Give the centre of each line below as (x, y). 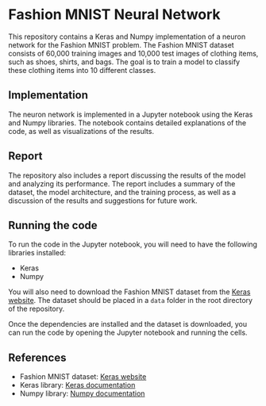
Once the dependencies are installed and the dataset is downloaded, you (128, 324)
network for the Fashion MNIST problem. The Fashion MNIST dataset (121, 44)
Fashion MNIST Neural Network (114, 15)
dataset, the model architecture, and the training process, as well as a (122, 192)
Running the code (53, 225)
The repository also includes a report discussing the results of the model (127, 175)
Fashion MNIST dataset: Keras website (83, 377)
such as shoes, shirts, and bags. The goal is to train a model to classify (124, 62)
